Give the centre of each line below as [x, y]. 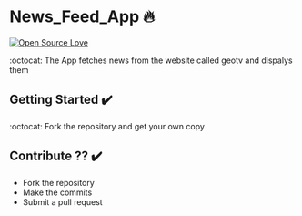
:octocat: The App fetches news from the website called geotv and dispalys [151, 60]
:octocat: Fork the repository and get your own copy [107, 126]
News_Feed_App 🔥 [82, 17]
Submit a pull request [62, 201]
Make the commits [57, 192]
